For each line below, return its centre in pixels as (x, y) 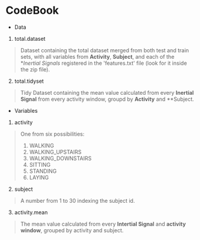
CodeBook (32, 10)
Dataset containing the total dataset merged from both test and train (105, 50)
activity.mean (31, 212)
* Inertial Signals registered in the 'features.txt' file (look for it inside (104, 63)
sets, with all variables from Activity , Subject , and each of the (97, 56)
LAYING (39, 177)
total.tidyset (29, 81)
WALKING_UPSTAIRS (55, 152)
